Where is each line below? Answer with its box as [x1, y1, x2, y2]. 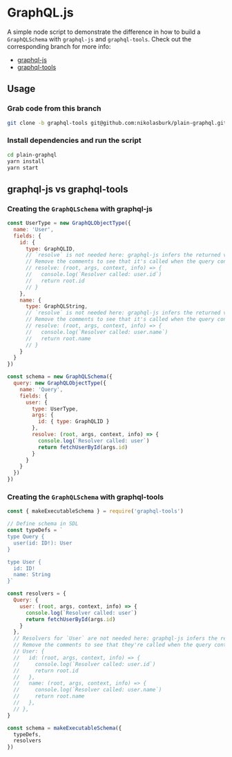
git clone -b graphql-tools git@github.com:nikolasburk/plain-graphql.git [7, 119, 227, 126]
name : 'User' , [13, 226, 54, 233]
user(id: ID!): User [13, 540, 72, 547]
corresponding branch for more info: [7, 42, 111, 50]
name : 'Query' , [19, 386, 64, 393]
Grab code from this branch [7, 104, 101, 113]
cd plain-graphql [7, 151, 57, 158]
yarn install [7, 157, 45, 165]
